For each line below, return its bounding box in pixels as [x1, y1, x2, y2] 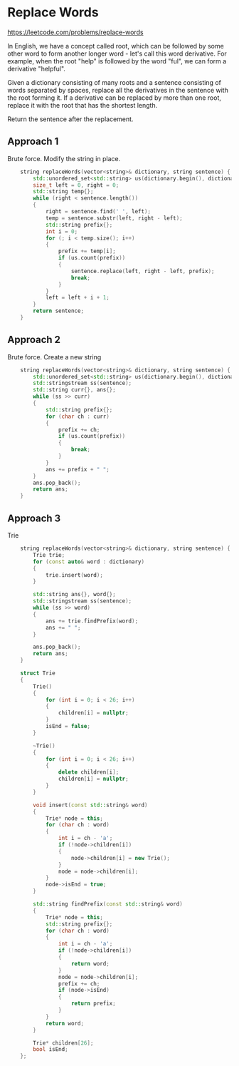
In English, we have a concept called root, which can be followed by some [7, 41, 224, 50]
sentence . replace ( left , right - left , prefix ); [70, 267, 215, 275]
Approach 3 [7, 512, 61, 524]
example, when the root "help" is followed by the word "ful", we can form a [7, 56, 227, 65]
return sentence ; [33, 307, 84, 314]
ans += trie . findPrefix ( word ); [45, 617, 139, 625]
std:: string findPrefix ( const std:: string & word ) [33, 901, 183, 908]
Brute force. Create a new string [7, 352, 102, 361]
